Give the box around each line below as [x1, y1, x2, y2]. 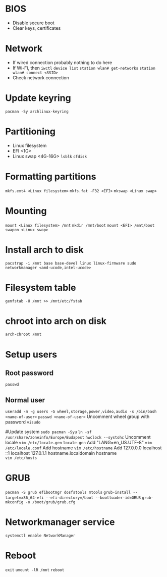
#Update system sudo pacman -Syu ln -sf [5, 429, 92, 435]
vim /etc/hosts [5, 455, 37, 461]
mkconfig [5, 500, 24, 505]
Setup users [5, 349, 57, 360]
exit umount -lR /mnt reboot [5, 567, 65, 573]
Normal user [5, 396, 45, 404]
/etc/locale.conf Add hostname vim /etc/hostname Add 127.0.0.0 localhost [5, 445, 162, 451]
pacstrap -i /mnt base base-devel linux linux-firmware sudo [5, 260, 137, 266]
